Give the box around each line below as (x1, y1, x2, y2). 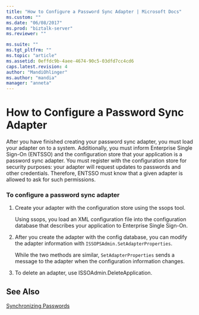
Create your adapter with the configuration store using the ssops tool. (14, 204, 186, 212)
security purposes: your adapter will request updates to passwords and (6, 163, 181, 171)
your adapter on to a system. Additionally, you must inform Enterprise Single (6, 144, 193, 152)
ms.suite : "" (6, 42, 39, 48)
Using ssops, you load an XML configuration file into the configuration (14, 216, 187, 223)
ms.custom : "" (6, 14, 42, 20)
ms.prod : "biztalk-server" (6, 25, 73, 31)
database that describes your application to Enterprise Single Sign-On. (14, 222, 188, 229)
